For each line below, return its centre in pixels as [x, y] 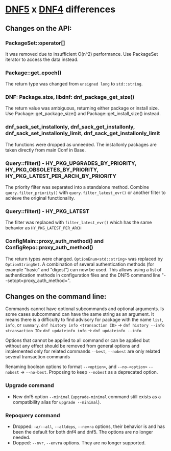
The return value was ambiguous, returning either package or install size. [82, 108]
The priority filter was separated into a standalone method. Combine [77, 187]
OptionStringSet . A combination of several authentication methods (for [80, 264]
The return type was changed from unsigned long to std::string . [74, 84]
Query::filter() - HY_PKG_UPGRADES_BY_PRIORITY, [71, 163]
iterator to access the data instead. [42, 59]
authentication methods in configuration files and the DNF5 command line [83, 275]
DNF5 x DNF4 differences [60, 9]
